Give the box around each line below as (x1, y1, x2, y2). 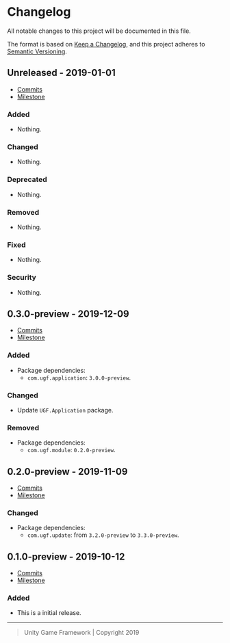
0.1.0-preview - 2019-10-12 (7, 551, 125, 562)
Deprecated (7, 175, 48, 185)
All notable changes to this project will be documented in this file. (7, 27, 192, 35)
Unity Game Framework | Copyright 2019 (23, 629, 140, 637)
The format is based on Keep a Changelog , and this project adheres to (7, 40, 205, 48)
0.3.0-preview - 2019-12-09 (7, 308, 129, 319)
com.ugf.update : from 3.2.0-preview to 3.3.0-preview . (27, 531, 179, 539)
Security (7, 273, 36, 283)
